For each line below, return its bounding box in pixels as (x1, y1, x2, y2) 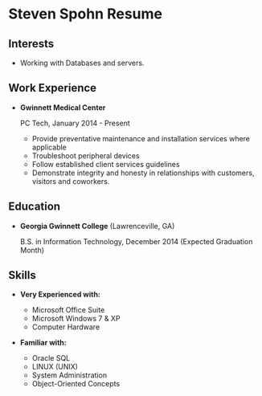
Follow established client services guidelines (31, 159, 180, 169)
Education (8, 200, 61, 214)
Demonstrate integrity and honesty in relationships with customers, (31, 168, 255, 178)
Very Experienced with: (19, 290, 100, 300)
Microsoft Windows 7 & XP (31, 314, 121, 324)
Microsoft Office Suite (31, 305, 105, 315)
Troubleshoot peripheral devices (31, 150, 140, 161)
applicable (31, 142, 67, 152)
